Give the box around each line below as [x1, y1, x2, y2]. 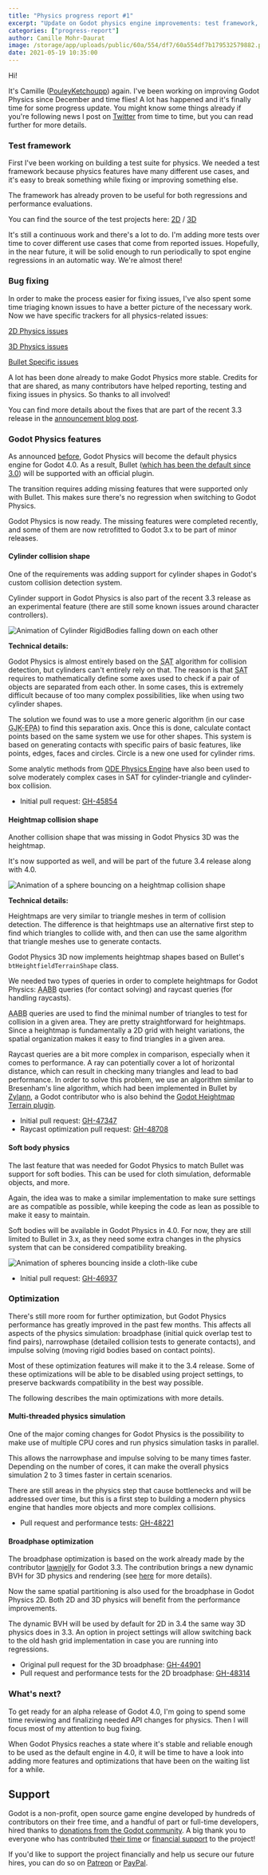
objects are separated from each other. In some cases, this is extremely [8, 682, 244, 692]
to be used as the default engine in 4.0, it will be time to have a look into [8, 1747, 244, 1757]
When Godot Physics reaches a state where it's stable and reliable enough [8, 1738, 253, 1749]
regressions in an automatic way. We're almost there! [8, 256, 183, 265]
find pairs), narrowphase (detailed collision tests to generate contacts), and [8, 1337, 256, 1346]
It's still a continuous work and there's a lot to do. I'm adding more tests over [8, 230, 260, 240]
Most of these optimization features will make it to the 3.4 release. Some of [8, 1361, 255, 1370]
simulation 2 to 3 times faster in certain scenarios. [8, 1470, 173, 1480]
